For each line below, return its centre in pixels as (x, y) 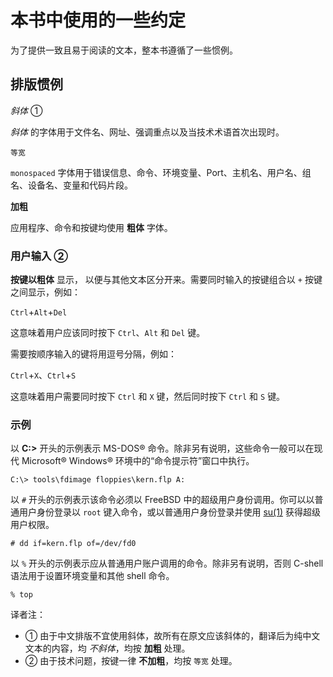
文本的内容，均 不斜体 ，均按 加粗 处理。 (107, 648)
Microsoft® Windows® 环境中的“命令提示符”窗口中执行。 (138, 461)
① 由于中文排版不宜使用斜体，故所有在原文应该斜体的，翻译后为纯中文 (172, 636)
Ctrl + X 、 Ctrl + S (43, 375)
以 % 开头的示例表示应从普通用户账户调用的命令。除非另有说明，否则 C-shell (167, 563)
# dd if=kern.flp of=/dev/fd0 (73, 544)
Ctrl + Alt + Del (39, 312)
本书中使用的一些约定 (98, 20)
